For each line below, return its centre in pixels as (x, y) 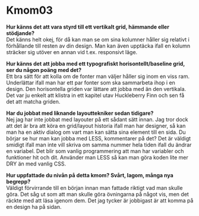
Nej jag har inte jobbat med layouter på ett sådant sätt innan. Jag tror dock (97, 119)
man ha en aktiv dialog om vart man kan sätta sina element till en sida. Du (96, 132)
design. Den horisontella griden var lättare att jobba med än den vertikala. (96, 89)
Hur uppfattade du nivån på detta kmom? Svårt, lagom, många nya (90, 175)
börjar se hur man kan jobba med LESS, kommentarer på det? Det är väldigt (99, 138)
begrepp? (18, 181)
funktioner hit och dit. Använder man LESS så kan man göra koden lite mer (97, 157)
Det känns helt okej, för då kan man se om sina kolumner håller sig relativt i (98, 39)
